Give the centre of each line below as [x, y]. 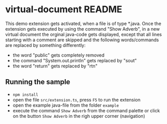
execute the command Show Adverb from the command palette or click [86, 110]
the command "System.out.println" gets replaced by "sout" [75, 60]
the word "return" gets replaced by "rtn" [55, 66]
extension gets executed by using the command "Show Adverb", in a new [82, 29]
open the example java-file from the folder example [66, 105]
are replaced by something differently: [45, 45]
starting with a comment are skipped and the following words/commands [82, 40]
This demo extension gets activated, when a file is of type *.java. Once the [83, 23]
